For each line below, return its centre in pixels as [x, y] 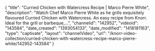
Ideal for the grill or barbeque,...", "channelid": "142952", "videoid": [72, 23]
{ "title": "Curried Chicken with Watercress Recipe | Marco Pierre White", [77, 8]
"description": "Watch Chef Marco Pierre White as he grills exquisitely [75, 13]
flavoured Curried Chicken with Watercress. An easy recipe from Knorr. [76, 18]
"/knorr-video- [122, 33]
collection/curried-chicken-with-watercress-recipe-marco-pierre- [71, 38]
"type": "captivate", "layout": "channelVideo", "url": [56, 33]
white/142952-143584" [28, 43]
